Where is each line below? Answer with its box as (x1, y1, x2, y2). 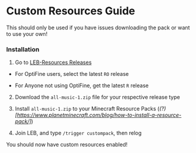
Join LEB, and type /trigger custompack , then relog (14, 130, 142, 137)
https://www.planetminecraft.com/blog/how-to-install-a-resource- (17, 112, 182, 119)
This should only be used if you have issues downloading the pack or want (6, 24, 190, 31)
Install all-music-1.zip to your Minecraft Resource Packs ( (14, 105, 160, 112)
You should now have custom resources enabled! (6, 141, 128, 148)
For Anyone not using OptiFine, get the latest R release (14, 82, 149, 89)
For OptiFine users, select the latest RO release (14, 71, 129, 78)
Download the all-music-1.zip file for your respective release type (14, 94, 180, 101)
